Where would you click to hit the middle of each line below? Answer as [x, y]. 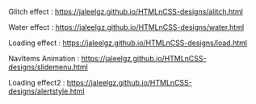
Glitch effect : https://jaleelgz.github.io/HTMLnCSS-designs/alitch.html [126, 12]
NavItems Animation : [44, 58]
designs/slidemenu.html [48, 67]
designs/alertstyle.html [46, 91]
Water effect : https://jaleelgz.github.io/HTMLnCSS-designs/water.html [126, 27]
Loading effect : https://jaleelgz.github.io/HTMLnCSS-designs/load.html [128, 43]
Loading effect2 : [37, 83]
